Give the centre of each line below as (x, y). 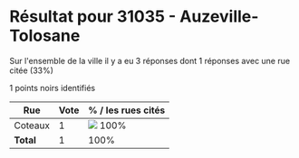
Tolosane (45, 36)
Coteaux (32, 125)
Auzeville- (219, 17)
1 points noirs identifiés (53, 88)
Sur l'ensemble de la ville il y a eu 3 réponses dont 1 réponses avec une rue (150, 60)
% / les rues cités (127, 110)
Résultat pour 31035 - (93, 17)
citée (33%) (32, 70)
